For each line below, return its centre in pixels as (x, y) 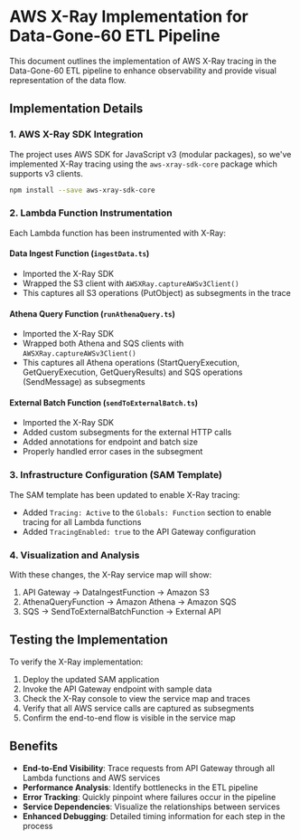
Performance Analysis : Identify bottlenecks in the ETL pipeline (140, 787)
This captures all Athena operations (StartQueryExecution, (131, 363)
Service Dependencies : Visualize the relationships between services (151, 807)
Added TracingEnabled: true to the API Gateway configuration (139, 531)
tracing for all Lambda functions (82, 521)
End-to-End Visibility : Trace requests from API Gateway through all (149, 768)
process (37, 826)
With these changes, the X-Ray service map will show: (111, 575)
